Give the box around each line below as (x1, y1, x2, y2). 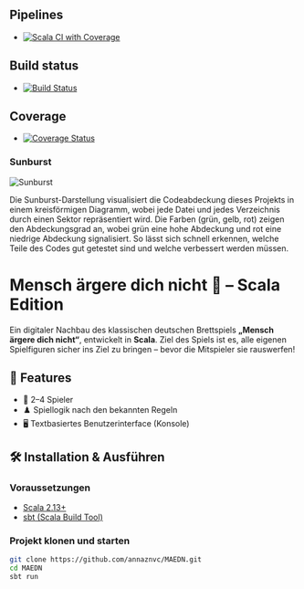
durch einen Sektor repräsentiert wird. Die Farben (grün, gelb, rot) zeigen (9, 214, 285, 225)
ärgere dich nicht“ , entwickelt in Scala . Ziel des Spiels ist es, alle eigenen (9, 333, 288, 345)
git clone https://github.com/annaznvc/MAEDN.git (9, 555, 203, 564)
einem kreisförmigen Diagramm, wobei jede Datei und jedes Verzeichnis (9, 204, 280, 215)
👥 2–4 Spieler (22, 394, 74, 405)
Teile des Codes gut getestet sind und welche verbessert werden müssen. (9, 242, 289, 254)
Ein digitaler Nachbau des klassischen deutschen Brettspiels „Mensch (9, 324, 275, 335)
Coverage (9, 109, 67, 124)
